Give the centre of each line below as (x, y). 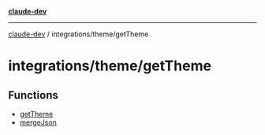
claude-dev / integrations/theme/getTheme (78, 34)
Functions (34, 95)
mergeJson (38, 122)
